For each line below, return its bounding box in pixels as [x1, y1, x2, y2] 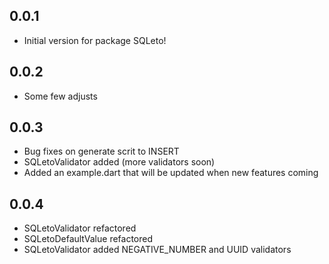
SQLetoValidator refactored [23, 222, 137, 234]
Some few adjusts [23, 90, 98, 102]
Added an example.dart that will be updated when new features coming [23, 167, 319, 179]
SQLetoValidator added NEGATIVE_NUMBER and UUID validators [23, 244, 292, 256]
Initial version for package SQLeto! [23, 34, 167, 46]
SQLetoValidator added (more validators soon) [23, 156, 216, 168]
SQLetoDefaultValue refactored [23, 233, 154, 245]
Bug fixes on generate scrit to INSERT [23, 145, 180, 158]
